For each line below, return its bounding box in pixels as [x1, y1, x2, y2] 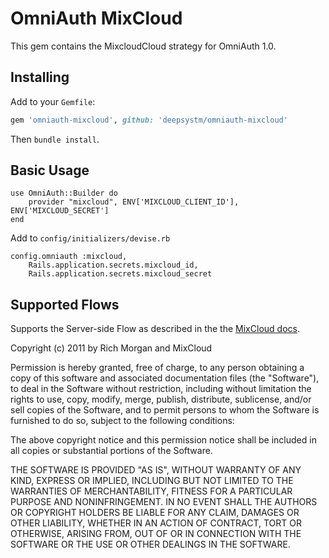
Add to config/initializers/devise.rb [10, 232, 171, 244]
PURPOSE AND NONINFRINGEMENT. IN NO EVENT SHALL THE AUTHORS [10, 496, 318, 508]
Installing [10, 69, 70, 86]
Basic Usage [10, 162, 90, 179]
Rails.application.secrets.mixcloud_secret [28, 269, 213, 279]
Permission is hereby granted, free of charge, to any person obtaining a [10, 362, 305, 374]
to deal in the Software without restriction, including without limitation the [10, 383, 312, 395]
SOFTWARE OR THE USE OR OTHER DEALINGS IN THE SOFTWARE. [10, 538, 291, 551]
